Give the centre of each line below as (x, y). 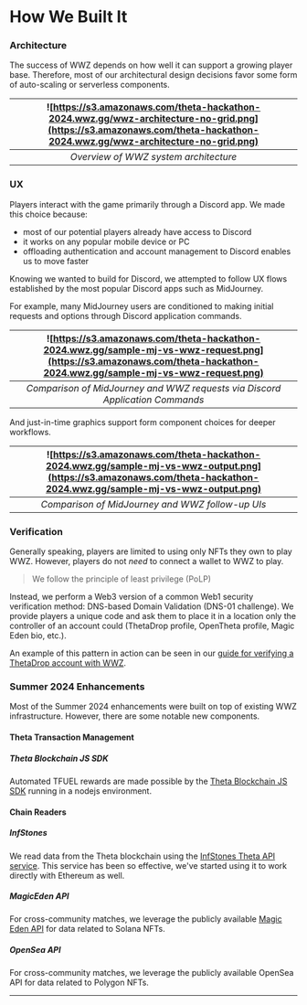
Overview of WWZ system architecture (153, 157)
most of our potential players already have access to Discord (137, 231)
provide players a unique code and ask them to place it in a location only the (153, 616)
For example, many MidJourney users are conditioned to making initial (142, 306)
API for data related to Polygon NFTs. (79, 983)
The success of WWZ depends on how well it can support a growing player (151, 65)
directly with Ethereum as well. (67, 875)
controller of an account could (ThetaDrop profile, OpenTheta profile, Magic (152, 626)
